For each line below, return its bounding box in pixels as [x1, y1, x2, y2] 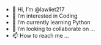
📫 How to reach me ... [12, 32, 69, 39]
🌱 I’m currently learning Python [12, 19, 91, 26]
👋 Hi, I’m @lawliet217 [12, 6, 65, 13]
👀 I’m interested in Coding [12, 12, 78, 19]
